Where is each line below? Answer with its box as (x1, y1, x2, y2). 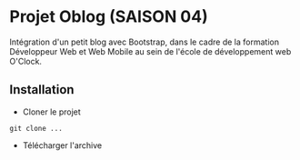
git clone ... (9, 124, 64, 133)
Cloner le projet (22, 106, 82, 117)
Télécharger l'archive (22, 139, 103, 151)
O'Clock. (9, 55, 43, 66)
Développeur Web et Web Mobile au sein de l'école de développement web (9, 45, 292, 56)
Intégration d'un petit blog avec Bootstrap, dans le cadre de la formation (9, 36, 280, 47)
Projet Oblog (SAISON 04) (9, 6, 208, 27)
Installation (9, 82, 75, 97)
